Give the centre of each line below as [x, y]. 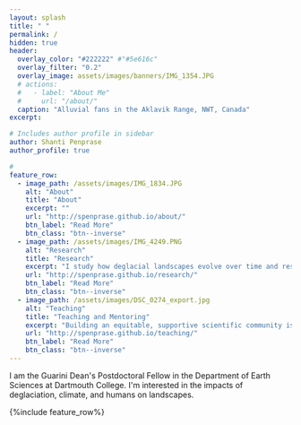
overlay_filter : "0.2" [60, 68]
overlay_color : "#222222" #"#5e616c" [88, 59]
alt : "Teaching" [56, 308]
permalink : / [34, 34]
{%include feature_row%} [57, 412]
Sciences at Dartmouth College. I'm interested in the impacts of [126, 385]
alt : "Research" [56, 250]
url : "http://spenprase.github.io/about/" [106, 217]
